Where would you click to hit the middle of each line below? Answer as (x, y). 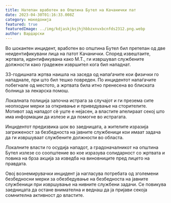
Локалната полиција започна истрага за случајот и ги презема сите (80, 100)
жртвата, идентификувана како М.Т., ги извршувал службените (75, 59)
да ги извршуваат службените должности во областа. (65, 137)
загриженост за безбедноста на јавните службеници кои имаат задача (83, 132)
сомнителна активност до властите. (45, 195)
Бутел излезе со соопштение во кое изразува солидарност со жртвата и (85, 153)
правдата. (16, 163)
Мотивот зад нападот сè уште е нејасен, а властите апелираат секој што (85, 111)
